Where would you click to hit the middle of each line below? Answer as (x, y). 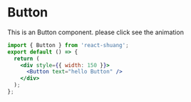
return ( (27, 58)
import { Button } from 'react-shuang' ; (68, 45)
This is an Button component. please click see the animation (95, 32)
